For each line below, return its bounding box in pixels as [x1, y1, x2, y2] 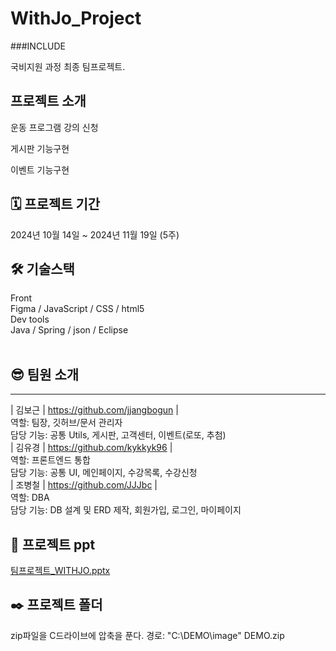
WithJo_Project [10, 7, 142, 30]
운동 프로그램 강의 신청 [10, 121, 99, 133]
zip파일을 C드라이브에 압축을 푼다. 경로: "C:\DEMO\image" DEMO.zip [10, 629, 285, 641]
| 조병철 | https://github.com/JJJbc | [10, 479, 158, 491]
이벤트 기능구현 [10, 163, 70, 176]
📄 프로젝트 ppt [10, 536, 96, 553]
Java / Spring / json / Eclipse [10, 324, 129, 336]
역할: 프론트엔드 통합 [10, 454, 91, 466]
